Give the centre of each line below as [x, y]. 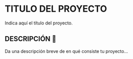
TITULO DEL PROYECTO [56, 9]
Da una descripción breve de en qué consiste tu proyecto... [66, 51]
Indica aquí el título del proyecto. [39, 23]
